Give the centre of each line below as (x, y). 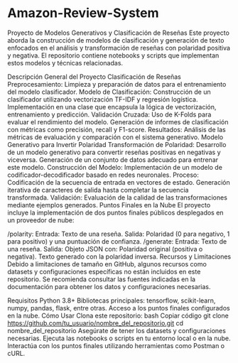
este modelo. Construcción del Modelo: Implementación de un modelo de (115, 167)
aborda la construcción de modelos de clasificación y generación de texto (116, 40)
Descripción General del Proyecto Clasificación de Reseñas (94, 77)
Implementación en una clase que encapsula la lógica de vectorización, (112, 107)
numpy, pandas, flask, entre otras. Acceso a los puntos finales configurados (119, 308)
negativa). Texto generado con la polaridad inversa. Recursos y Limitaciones (119, 256)
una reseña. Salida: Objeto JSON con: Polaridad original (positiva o (105, 249)
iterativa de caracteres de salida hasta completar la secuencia (98, 190)
